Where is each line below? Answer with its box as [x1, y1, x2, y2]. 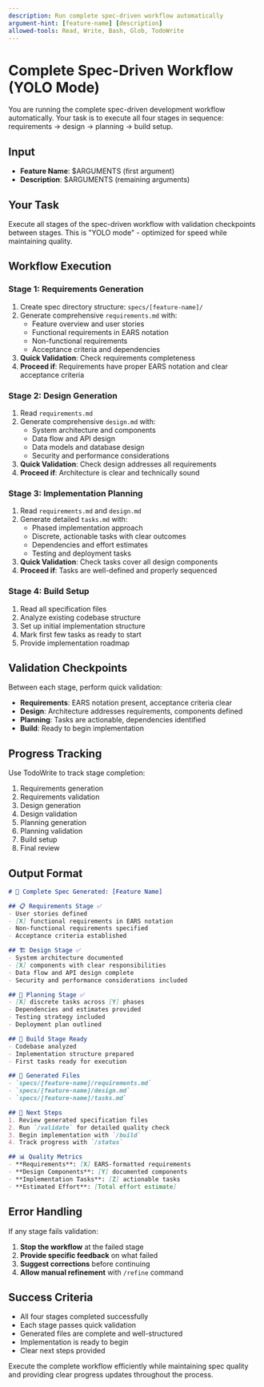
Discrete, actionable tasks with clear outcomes [31, 532, 186, 541]
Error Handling [8, 1205, 82, 1219]
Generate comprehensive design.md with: [19, 416, 156, 426]
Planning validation [19, 827, 83, 836]
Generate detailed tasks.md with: [19, 515, 128, 524]
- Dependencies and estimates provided [8, 1005, 142, 1014]
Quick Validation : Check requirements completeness [19, 353, 196, 362]
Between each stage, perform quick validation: [8, 682, 162, 692]
